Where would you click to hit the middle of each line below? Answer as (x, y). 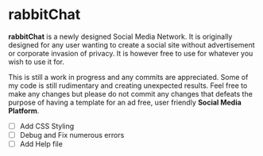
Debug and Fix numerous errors (72, 135)
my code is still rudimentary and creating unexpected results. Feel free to (128, 86)
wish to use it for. (37, 62)
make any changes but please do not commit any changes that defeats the (130, 93)
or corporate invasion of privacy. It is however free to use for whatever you (131, 53)
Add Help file (41, 144)
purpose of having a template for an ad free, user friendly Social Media (125, 102)
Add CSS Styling (47, 126)
